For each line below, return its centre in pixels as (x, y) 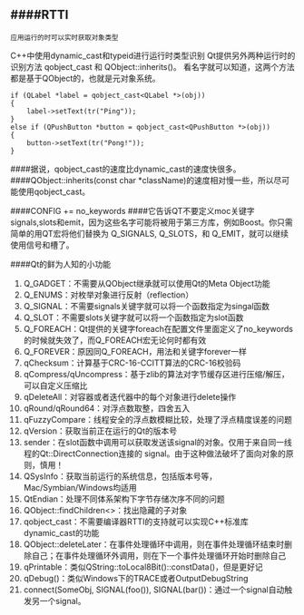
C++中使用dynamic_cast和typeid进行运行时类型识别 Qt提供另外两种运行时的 (153, 55)
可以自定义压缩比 (55, 386)
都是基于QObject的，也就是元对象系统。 (86, 78)
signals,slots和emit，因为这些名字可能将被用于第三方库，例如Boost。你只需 (152, 222)
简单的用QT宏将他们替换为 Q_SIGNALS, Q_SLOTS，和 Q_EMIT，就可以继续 (150, 233)
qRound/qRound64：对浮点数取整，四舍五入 (107, 408)
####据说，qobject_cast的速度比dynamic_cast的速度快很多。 (126, 169)
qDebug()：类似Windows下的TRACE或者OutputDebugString (136, 578)
